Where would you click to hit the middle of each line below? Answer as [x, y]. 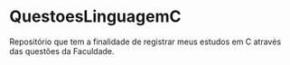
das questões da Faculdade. [62, 51]
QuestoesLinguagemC [95, 17]
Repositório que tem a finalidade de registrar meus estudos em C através [145, 42]
